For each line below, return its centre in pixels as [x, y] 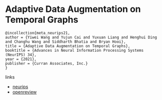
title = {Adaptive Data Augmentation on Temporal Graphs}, [68, 46]
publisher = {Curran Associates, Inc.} [47, 63]
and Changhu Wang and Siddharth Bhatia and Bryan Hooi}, [66, 42]
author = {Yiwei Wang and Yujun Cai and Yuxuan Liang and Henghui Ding [81, 37]
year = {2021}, [21, 59]
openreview [24, 92]
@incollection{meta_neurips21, [38, 33]
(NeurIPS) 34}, [21, 55]
